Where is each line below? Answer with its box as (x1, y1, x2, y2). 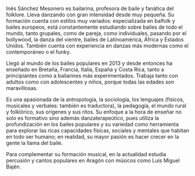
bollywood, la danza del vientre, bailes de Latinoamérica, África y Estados (6, 36, 184, 43)
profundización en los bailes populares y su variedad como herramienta (6, 121, 179, 127)
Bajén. (6, 163, 22, 170)
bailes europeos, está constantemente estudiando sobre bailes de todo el (6, 23, 183, 30)
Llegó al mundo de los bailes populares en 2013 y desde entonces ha (6, 60, 173, 67)
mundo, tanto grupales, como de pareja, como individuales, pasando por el (6, 30, 187, 37)
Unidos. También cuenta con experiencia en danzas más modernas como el (6, 42, 189, 49)
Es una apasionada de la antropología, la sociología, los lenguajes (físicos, (6, 96, 184, 103)
